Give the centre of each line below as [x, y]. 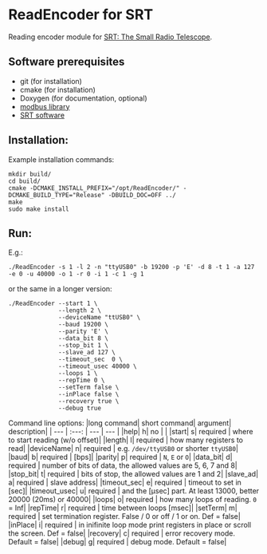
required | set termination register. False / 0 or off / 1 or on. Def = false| [124, 516]
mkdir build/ [30, 174]
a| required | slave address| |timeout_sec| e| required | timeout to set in [125, 483]
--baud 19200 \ [84, 325]
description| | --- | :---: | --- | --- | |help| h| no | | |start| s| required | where [131, 432]
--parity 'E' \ [84, 332]
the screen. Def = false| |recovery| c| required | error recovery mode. [122, 533]
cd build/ [25, 181]
